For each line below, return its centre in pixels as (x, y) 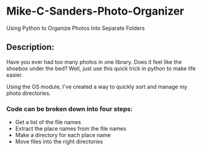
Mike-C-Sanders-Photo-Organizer (95, 11)
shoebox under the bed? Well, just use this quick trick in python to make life (101, 68)
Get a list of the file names (48, 122)
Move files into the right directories (59, 142)
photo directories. (29, 93)
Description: (30, 47)
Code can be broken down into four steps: (69, 109)
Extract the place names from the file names (71, 128)
